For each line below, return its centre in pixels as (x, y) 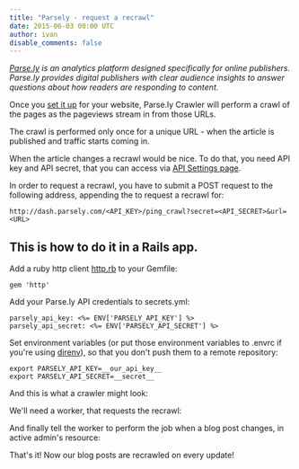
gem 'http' (30, 285)
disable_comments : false (56, 43)
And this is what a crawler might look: (79, 394)
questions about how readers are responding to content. (114, 87)
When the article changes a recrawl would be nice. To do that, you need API (149, 159)
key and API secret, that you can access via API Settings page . (125, 168)
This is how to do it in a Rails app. (104, 247)
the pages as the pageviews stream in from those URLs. (113, 114)
